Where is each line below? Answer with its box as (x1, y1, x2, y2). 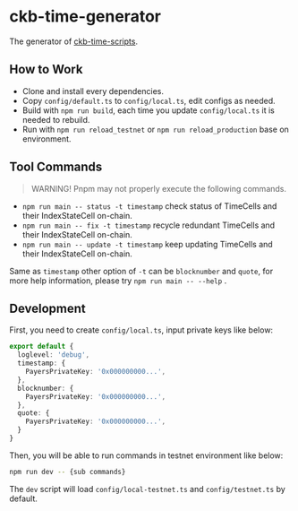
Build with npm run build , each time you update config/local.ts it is (21, 105, 275, 116)
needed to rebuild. (21, 114, 90, 125)
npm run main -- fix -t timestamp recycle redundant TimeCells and (21, 220, 276, 230)
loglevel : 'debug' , (17, 351, 90, 359)
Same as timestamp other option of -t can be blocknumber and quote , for (9, 265, 274, 276)
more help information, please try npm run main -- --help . (9, 275, 227, 286)
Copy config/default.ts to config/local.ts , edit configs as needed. (21, 95, 276, 106)
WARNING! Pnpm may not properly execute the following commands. (30, 183, 287, 194)
